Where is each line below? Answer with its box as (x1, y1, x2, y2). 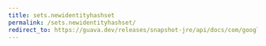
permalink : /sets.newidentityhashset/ (8, 19, 136, 27)
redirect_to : (8, 26, 51, 34)
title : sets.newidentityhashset (8, 11, 115, 19)
